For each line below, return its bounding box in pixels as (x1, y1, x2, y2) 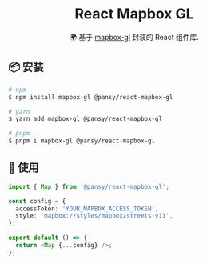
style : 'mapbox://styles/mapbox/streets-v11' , (15, 212, 173, 220)
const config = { (8, 197, 66, 205)
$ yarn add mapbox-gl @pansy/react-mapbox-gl (8, 115, 162, 123)
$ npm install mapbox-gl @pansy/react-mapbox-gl (8, 93, 173, 101)
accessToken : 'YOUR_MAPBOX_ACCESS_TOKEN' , (15, 205, 159, 213)
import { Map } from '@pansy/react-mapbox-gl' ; (8, 182, 170, 190)
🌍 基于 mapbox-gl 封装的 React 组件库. (69, 32, 200, 42)
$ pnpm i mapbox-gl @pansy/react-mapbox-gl (8, 137, 156, 145)
